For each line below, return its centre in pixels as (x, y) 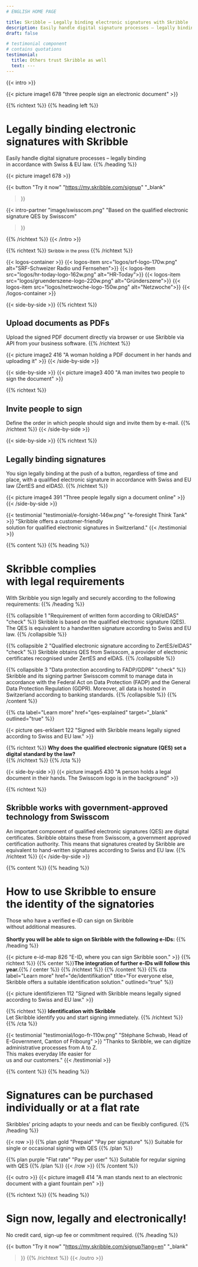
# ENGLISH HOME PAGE (32, 11)
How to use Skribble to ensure (81, 891)
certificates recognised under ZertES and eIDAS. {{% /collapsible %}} (91, 658)
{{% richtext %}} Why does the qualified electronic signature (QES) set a (96, 748)
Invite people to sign (44, 409)
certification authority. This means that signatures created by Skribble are (95, 844)
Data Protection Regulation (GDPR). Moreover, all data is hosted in (86, 688)
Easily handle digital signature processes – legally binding (76, 158)
